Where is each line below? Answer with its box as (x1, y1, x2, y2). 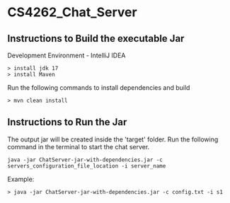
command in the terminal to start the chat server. (7, 142, 150, 151)
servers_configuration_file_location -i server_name (7, 162, 166, 170)
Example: (7, 175, 35, 183)
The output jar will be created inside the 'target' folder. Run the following (7, 135, 219, 144)
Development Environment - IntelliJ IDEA (7, 51, 126, 59)
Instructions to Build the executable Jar (7, 33, 185, 45)
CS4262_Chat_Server (7, 4, 137, 21)
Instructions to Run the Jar (7, 116, 127, 128)
